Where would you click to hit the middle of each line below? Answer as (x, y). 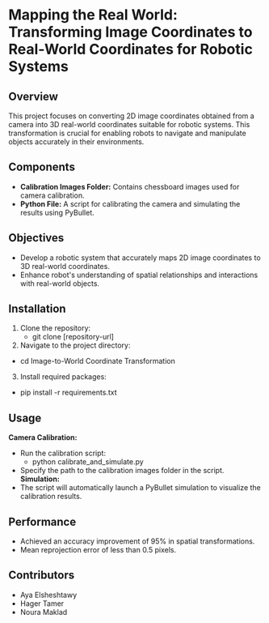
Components (42, 167)
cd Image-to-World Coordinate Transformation (97, 361)
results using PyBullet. (57, 212)
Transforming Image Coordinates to (130, 32)
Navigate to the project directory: (75, 345)
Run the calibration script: (63, 453)
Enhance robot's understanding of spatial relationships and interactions (139, 275)
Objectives (36, 238)
